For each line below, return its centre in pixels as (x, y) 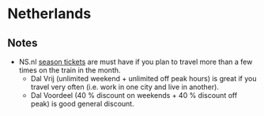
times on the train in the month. (70, 70)
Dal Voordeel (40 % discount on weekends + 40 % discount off (134, 95)
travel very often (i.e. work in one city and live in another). (124, 87)
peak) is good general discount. (83, 104)
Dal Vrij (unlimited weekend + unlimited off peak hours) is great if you (143, 79)
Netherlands (49, 14)
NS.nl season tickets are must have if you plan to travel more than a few (136, 62)
